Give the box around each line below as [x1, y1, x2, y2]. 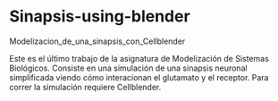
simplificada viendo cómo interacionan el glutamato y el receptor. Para [9, 72, 269, 82]
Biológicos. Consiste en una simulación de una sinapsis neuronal [9, 63, 248, 73]
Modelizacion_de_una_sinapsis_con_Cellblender [9, 36, 186, 46]
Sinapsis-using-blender [9, 6, 190, 27]
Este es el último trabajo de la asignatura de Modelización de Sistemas [9, 53, 270, 63]
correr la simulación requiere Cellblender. [9, 81, 162, 92]
